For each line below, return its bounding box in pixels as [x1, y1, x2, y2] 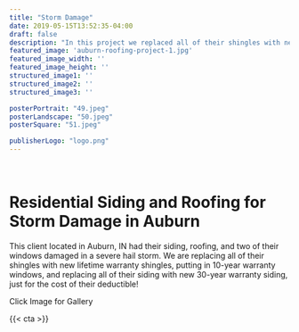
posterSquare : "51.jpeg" [9, 120, 101, 129]
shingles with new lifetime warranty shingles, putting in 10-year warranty [9, 260, 276, 270]
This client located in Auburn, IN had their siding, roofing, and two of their [9, 240, 279, 251]
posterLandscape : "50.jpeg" [9, 112, 114, 121]
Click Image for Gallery [9, 295, 93, 306]
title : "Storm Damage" [9, 12, 93, 22]
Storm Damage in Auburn [9, 212, 200, 232]
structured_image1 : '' [9, 71, 93, 80]
